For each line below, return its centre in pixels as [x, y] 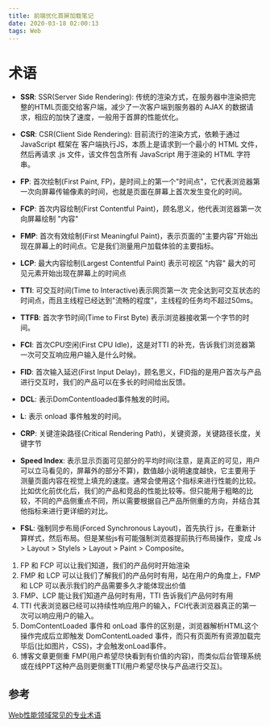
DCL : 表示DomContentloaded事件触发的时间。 [97, 399]
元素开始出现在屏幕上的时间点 [77, 273]
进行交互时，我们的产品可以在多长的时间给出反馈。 [105, 382]
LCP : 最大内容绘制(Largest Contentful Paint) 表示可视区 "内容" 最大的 [135, 264]
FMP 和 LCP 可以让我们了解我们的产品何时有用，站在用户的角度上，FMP [140, 575]
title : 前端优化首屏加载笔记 [51, 16]
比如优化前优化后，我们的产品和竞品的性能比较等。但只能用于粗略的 [133, 491]
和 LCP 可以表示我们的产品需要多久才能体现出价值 [103, 586]
